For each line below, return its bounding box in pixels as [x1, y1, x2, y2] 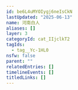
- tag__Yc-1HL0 [11, 47, 49, 53]
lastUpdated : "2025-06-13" [6, 14, 73, 20]
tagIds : [6, 42, 25, 48]
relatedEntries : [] [6, 63, 54, 70]
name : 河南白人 [6, 20, 40, 25]
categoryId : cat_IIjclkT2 [6, 36, 70, 42]
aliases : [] [6, 25, 35, 31]
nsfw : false [6, 53, 35, 59]
